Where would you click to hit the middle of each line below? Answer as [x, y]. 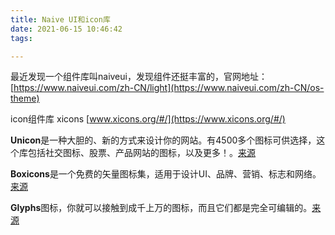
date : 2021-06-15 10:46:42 [66, 29]
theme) [25, 98]
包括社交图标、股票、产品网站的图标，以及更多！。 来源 [141, 153]
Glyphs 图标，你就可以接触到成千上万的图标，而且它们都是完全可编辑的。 [161, 208]
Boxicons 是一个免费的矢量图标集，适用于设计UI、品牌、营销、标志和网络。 [166, 174]
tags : [21, 38]
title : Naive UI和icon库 [60, 19]
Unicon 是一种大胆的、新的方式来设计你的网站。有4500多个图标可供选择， [163, 140]
